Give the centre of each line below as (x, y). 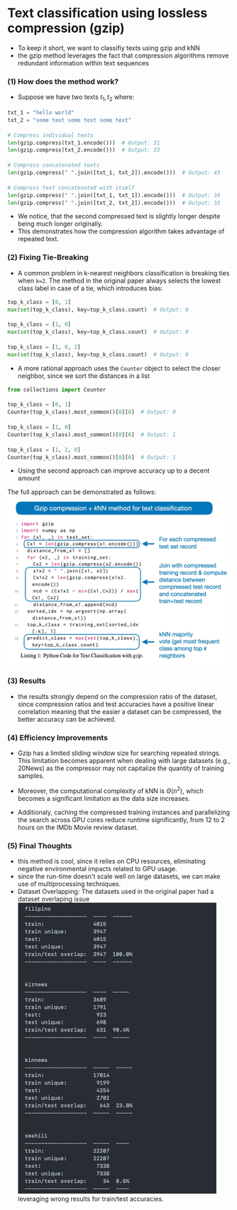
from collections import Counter (57, 389)
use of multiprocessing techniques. (69, 883)
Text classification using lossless (108, 13)
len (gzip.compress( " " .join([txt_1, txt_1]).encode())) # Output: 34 (114, 195)
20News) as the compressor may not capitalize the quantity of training (121, 768)
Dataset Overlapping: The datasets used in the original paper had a (116, 891)
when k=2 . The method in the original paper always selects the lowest (119, 280)
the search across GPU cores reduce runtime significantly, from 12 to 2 (121, 819)
